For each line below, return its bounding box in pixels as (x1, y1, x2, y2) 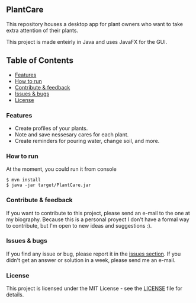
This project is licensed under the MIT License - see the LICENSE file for (6, 285, 182, 292)
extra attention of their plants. (6, 27, 79, 34)
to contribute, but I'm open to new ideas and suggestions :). (6, 222, 152, 229)
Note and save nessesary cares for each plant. (14, 130, 129, 138)
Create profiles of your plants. (14, 125, 88, 132)
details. (6, 291, 24, 298)
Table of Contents (6, 56, 74, 66)
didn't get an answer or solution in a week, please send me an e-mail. (6, 256, 176, 263)
